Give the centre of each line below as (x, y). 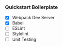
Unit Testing (24, 39)
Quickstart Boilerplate (31, 7)
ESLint (18, 28)
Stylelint (20, 34)
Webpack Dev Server (33, 18)
